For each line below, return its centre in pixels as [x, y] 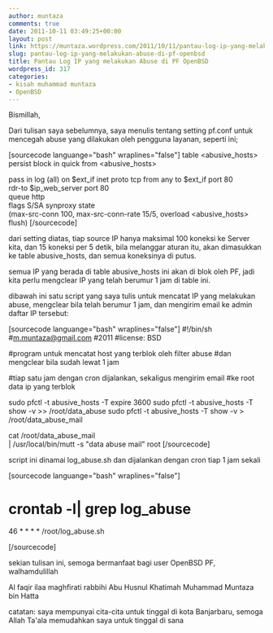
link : [17, 46]
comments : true [34, 24]
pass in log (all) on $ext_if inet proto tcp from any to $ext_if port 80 [121, 179]
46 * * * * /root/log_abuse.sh [56, 531]
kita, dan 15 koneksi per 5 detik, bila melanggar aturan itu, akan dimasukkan [135, 247]
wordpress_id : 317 [39, 69]
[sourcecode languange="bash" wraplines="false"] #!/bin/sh [110, 329]
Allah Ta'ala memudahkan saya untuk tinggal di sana [96, 621]
